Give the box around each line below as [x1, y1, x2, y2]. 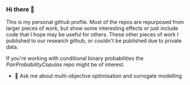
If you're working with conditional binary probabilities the [6, 55, 144, 62]
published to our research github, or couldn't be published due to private [6, 38, 182, 45]
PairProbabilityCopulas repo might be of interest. [6, 61, 125, 68]
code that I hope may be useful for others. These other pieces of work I [6, 31, 179, 38]
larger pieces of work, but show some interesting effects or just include [6, 25, 179, 32]
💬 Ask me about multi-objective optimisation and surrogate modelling [14, 73, 182, 80]
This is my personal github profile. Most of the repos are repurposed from [6, 19, 184, 26]
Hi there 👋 [6, 5, 35, 13]
